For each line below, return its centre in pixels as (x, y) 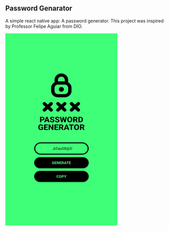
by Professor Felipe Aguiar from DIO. (44, 26)
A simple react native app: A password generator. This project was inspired (84, 20)
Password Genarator (39, 8)
